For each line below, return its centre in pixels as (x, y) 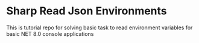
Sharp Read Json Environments (87, 11)
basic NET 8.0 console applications (50, 33)
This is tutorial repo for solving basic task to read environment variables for (99, 27)
